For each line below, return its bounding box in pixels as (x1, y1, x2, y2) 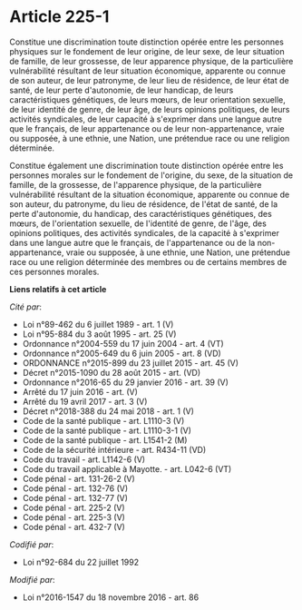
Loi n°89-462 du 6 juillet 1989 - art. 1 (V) (22, 319, 174, 330)
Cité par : (9, 301, 43, 312)
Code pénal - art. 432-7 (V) (22, 521, 125, 532)
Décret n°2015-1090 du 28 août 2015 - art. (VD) (22, 367, 201, 378)
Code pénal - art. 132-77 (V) (22, 492, 129, 503)
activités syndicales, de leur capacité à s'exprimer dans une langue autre (9, 113, 283, 124)
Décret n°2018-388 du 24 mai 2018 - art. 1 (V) (22, 406, 195, 417)
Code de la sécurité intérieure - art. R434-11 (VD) (22, 444, 207, 455)
